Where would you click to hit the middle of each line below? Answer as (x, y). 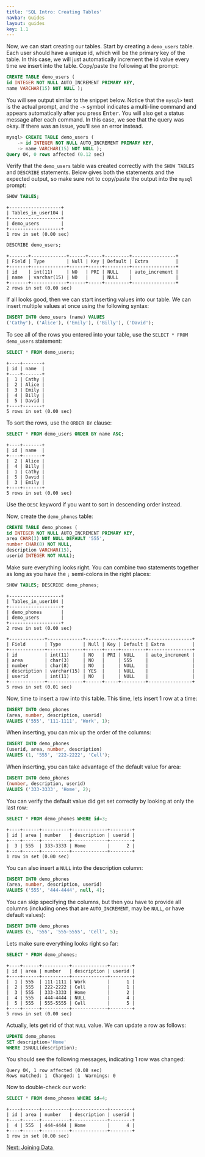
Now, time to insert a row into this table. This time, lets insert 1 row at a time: (102, 698)
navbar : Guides (26, 18)
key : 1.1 (17, 29)
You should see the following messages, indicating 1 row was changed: (95, 1059)
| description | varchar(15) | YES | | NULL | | (101, 671)
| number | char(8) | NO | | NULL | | (101, 666)
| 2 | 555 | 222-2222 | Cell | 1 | (71, 987)
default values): (26, 915)
